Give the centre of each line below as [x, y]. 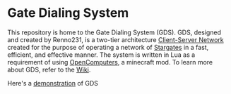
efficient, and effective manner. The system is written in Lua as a [101, 55]
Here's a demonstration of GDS [53, 83]
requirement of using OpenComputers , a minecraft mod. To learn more [110, 62]
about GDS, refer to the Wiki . [49, 69]
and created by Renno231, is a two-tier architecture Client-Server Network [115, 39]
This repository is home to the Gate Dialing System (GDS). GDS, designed [114, 32]
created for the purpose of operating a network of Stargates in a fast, [108, 47]
